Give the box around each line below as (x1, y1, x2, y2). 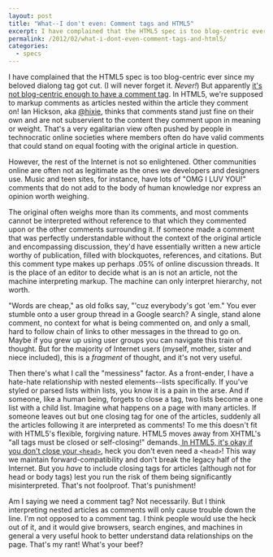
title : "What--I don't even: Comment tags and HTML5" (8, 20, 195, 28)
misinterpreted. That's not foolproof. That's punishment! (8, 481, 197, 490)
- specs (15, 50, 42, 58)
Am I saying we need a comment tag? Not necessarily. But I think (8, 497, 226, 506)
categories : (8, 42, 49, 50)
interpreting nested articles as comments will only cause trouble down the (8, 505, 256, 515)
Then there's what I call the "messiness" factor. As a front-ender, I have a (8, 368, 254, 378)
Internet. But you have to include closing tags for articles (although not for (8, 463, 257, 472)
